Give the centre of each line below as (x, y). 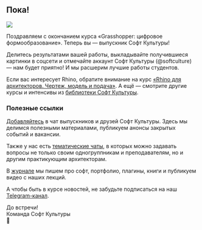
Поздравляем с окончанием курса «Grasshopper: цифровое (85, 36)
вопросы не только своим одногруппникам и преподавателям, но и (95, 153)
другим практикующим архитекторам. (57, 159)
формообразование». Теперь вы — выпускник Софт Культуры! (88, 43)
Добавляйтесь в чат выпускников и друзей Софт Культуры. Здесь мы (97, 121)
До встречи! (22, 207)
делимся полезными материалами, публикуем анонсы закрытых (91, 128)
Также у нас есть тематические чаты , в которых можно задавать (92, 146)
